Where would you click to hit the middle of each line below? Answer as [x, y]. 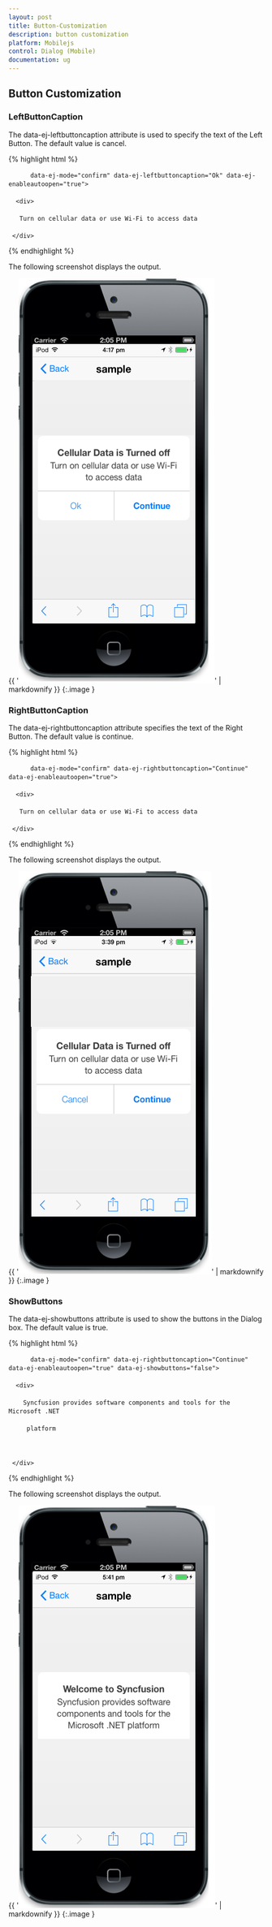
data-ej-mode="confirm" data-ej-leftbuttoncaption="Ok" [126, 175]
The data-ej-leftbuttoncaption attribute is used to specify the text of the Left [136, 135]
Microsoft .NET [34, 1412]
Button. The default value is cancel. [68, 143]
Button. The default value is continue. [71, 736]
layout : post [30, 17]
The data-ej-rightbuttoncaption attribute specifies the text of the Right [126, 727]
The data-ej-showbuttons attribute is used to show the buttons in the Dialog [135, 1319]
